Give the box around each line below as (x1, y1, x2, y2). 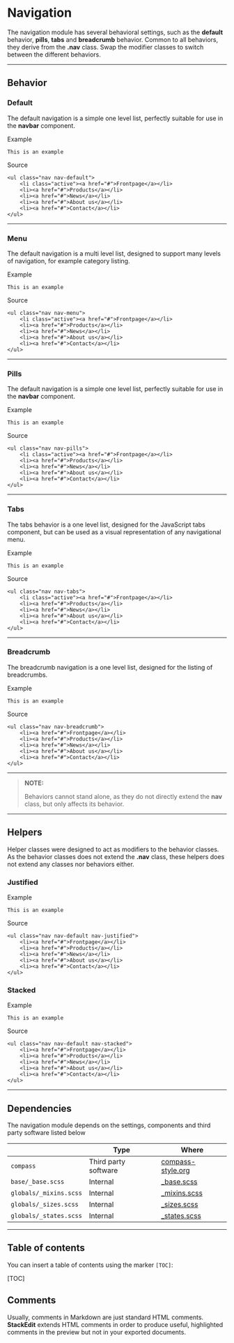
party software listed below (7, 1129, 86, 1137)
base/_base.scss (10, 1178, 65, 1186)
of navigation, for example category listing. (7, 256, 130, 265)
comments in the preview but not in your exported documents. (7, 1328, 187, 1336)
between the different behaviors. (7, 50, 101, 59)
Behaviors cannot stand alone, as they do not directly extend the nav (24, 792, 223, 800)
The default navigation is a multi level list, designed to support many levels (7, 249, 221, 258)
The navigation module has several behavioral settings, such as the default (7, 28, 224, 36)
